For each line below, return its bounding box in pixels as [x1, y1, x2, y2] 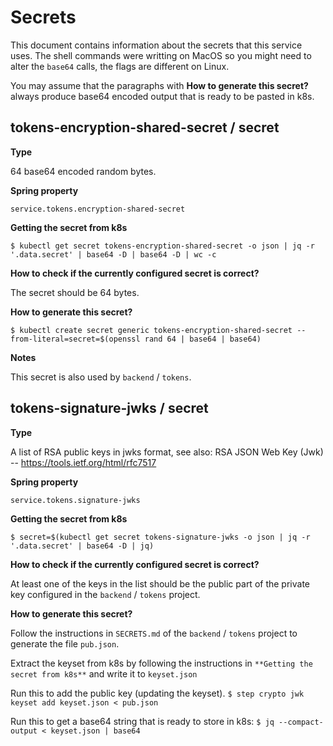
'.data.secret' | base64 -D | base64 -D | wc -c [10, 249, 217, 260]
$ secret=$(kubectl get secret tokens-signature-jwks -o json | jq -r [10, 532, 311, 542]
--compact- [278, 717, 324, 727]
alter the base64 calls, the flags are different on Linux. [10, 60, 230, 72]
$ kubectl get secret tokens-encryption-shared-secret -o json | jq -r [10, 241, 315, 251]
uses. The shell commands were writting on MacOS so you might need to [10, 49, 312, 61]
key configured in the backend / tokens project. [10, 588, 201, 600]
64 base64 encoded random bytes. [10, 165, 157, 177]
